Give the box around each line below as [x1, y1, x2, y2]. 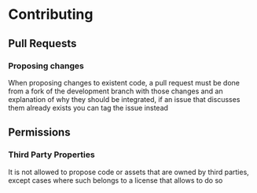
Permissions [8, 126, 71, 139]
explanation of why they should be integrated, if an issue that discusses [8, 94, 240, 104]
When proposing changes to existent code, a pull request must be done [8, 78, 240, 87]
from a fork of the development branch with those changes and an [8, 86, 223, 96]
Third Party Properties [8, 149, 96, 160]
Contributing [8, 5, 94, 24]
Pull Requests [8, 37, 77, 50]
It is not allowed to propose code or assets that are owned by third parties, [8, 167, 249, 177]
